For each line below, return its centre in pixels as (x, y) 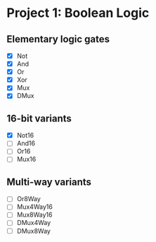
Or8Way (29, 199)
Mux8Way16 (34, 215)
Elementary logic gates (58, 39)
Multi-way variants (49, 182)
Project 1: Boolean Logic (78, 13)
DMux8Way (33, 231)
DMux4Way (34, 223)
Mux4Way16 (35, 207)
